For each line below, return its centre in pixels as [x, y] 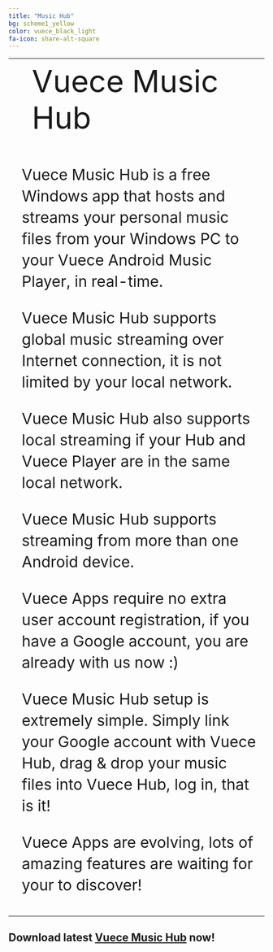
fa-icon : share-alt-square [54, 39]
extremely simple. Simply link [126, 720]
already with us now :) [100, 662]
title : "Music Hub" [41, 16]
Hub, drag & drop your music [124, 763]
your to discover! [82, 885]
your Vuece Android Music [117, 259]
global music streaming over [123, 339]
